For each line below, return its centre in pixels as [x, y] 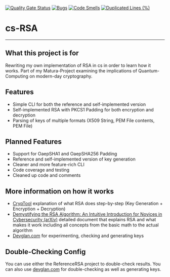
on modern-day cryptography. [61, 76]
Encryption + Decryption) [39, 209]
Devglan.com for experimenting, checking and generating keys [78, 236]
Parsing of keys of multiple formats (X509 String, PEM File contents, [83, 120]
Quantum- [149, 70]
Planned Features [34, 142]
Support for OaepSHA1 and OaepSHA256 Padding [65, 154]
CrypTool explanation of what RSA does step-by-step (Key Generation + [88, 204]
